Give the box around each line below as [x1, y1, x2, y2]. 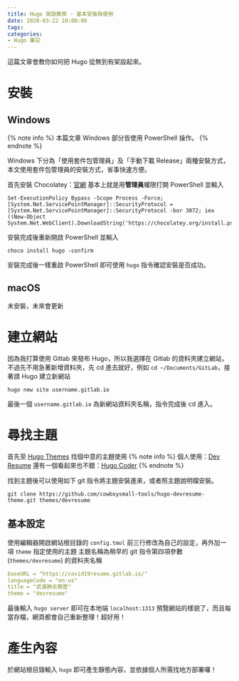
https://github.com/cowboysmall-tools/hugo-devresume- [38, 490, 205, 498]
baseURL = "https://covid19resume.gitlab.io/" [7, 570, 148, 578]
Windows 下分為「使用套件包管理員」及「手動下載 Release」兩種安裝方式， [7, 156, 230, 165]
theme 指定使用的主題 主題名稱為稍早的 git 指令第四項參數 [15, 547, 184, 555]
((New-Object [7, 213, 46, 221]
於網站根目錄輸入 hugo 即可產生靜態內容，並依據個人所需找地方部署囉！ [7, 665, 217, 674]
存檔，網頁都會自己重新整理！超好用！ [13, 613, 126, 621]
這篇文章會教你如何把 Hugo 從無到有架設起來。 [7, 58, 146, 66]
